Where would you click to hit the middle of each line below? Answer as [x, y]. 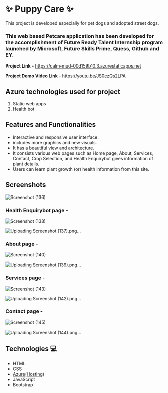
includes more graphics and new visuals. [55, 142]
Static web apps [29, 104]
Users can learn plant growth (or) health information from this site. [81, 169]
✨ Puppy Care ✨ [39, 9]
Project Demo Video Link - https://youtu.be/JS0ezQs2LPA [66, 76]
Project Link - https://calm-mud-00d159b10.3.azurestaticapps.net [73, 66]
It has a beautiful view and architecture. [53, 148]
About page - [22, 244]
